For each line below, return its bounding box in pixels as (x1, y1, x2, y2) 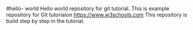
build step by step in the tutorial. (6, 18, 85, 24)
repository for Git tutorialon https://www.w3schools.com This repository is (6, 11, 188, 18)
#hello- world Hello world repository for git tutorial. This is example (6, 5, 170, 12)
